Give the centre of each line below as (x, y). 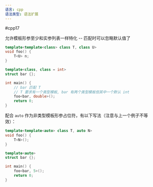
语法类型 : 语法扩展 (22, 14)
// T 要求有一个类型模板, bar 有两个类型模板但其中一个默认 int (72, 92)
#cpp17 (12, 28)
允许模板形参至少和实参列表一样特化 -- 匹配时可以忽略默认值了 (68, 38)
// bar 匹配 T (27, 87)
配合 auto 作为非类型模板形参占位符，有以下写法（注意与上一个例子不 (75, 115)
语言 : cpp (14, 9)
